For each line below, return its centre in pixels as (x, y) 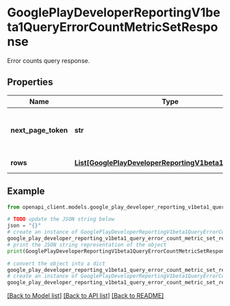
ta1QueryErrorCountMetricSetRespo (113, 27)
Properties (30, 82)
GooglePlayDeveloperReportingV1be (114, 13)
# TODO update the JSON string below (61, 219)
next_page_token (39, 130)
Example (26, 191)
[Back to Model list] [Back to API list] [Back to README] (86, 296)
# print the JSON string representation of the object (87, 244)
